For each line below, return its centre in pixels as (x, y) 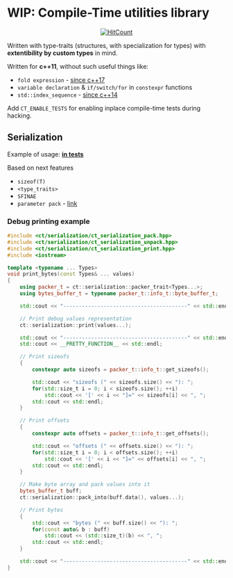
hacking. (20, 115)
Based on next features (41, 168)
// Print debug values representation (76, 319)
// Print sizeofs (45, 357)
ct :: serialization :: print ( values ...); (76, 325)
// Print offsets (45, 421)
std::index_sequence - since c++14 (67, 95)
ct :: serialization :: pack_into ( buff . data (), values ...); (102, 498)
